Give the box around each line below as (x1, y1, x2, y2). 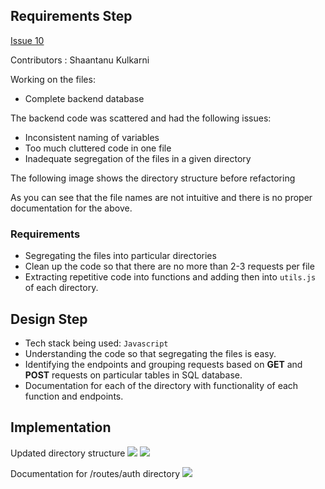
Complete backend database (24, 92, 145, 104)
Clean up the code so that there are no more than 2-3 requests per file (24, 260, 315, 273)
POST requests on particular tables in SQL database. (24, 369, 243, 381)
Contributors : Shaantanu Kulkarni (10, 54, 150, 66)
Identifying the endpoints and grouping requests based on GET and (24, 358, 303, 370)
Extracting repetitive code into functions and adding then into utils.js (24, 271, 317, 283)
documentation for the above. (10, 202, 133, 214)
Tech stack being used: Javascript (24, 337, 169, 349)
